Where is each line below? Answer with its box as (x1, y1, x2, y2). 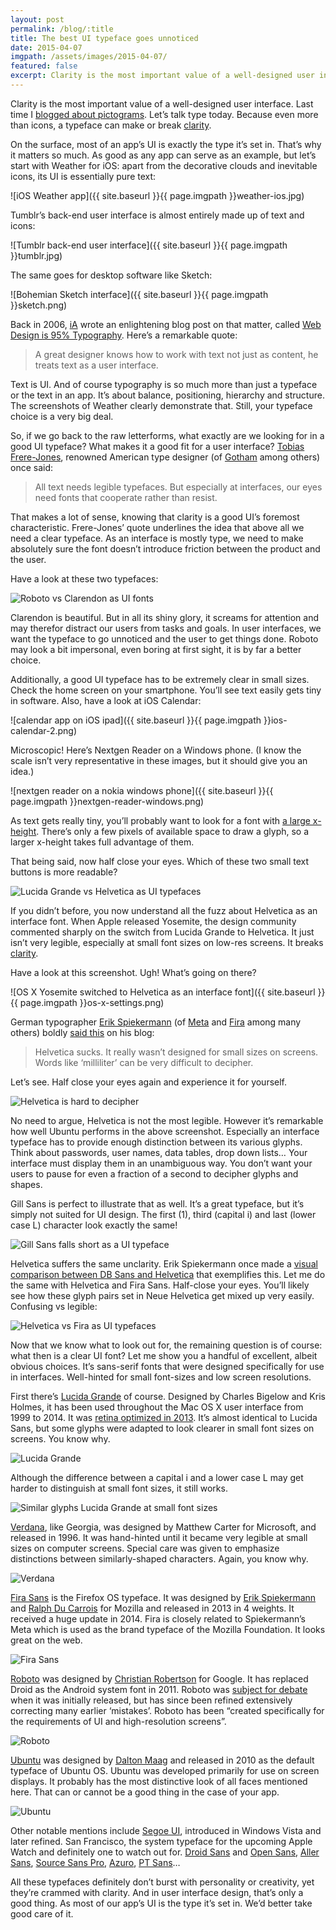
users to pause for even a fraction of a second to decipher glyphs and (10, 1167, 299, 1180)
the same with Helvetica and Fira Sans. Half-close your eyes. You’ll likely (10, 1279, 310, 1291)
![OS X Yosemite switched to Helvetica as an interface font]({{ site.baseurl (10, 986, 316, 998)
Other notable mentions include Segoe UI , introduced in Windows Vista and (10, 1824, 322, 1836)
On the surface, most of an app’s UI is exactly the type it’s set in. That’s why (10, 138, 322, 150)
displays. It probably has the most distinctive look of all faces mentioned (10, 1775, 308, 1787)
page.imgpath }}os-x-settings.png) (19, 996, 165, 1008)
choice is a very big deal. (10, 410, 114, 422)
